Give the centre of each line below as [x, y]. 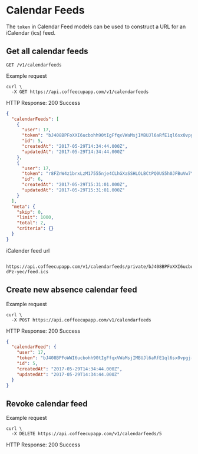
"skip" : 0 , [30, 212]
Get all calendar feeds [47, 52]
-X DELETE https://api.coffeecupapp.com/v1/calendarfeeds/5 [87, 434]
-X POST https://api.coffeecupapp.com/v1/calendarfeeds [81, 320]
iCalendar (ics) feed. [31, 32]
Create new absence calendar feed [72, 290]
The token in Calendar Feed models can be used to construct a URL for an [96, 26]
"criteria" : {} [35, 228]
